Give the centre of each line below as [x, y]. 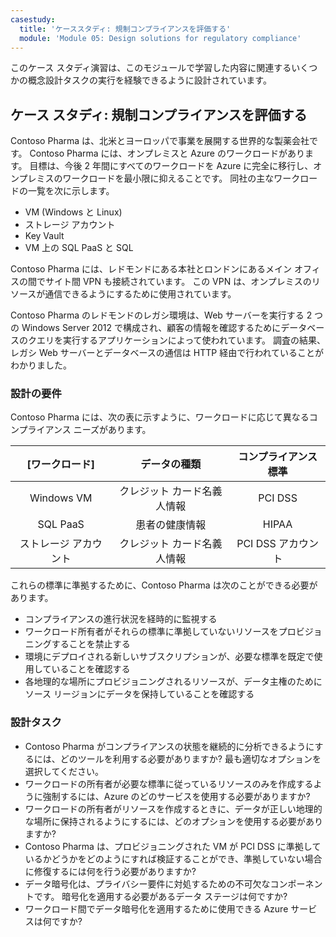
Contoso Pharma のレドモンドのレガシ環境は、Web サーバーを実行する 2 [161, 315]
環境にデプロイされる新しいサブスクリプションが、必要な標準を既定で [169, 657]
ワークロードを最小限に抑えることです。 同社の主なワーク [181, 178]
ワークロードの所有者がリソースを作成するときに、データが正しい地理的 [173, 808]
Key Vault [44, 236]
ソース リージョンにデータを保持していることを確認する [139, 694]
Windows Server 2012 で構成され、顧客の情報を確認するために [151, 328]
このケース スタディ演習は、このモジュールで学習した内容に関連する [151, 68]
